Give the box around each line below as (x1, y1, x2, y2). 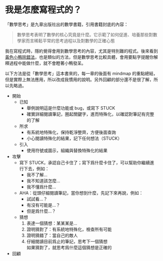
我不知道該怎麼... (26, 178, 61, 183)
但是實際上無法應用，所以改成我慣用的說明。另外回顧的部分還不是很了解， (5, 76, 154, 82)
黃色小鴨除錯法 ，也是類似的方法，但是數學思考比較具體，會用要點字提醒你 (5, 54, 154, 60)
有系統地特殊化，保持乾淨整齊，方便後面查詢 (26, 129, 116, 135)
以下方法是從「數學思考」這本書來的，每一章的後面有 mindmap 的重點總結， (5, 70, 158, 76)
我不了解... (26, 172, 48, 178)
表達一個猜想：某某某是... (26, 220, 78, 226)
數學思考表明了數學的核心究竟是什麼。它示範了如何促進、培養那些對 (16, 32, 153, 37)
